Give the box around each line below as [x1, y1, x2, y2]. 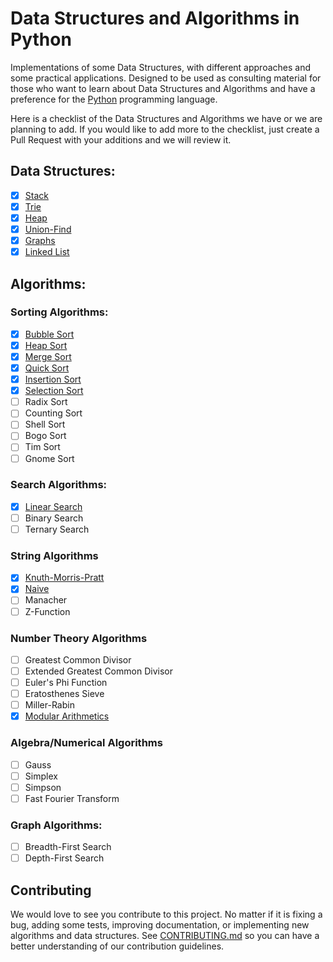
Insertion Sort [24, 373, 82, 386]
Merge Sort [24, 350, 72, 362]
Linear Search [24, 500, 83, 512]
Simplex [24, 770, 58, 782]
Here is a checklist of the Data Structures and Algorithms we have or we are [10, 112, 323, 124]
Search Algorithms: [10, 478, 108, 492]
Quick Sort [24, 362, 70, 374]
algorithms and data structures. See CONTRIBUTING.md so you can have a [10, 930, 320, 942]
